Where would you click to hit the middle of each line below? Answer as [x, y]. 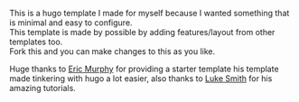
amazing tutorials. [43, 88]
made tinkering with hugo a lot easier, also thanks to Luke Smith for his [141, 79]
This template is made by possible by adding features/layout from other [142, 32]
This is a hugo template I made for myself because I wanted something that [149, 13]
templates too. [36, 42]
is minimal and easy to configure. [71, 23]
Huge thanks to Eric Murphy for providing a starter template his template [144, 69]
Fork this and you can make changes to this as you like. [112, 51]
